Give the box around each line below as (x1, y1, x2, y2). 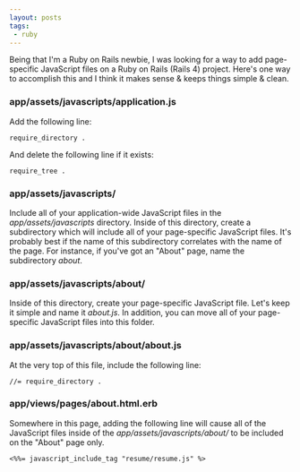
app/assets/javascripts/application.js (9, 96, 176, 108)
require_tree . (9, 167, 66, 176)
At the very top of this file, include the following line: (9, 359, 201, 370)
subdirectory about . (9, 254, 83, 265)
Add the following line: (9, 116, 92, 126)
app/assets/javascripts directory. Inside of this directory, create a (9, 217, 252, 227)
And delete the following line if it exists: (9, 149, 154, 159)
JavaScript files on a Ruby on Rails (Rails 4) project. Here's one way (40, 64, 291, 74)
